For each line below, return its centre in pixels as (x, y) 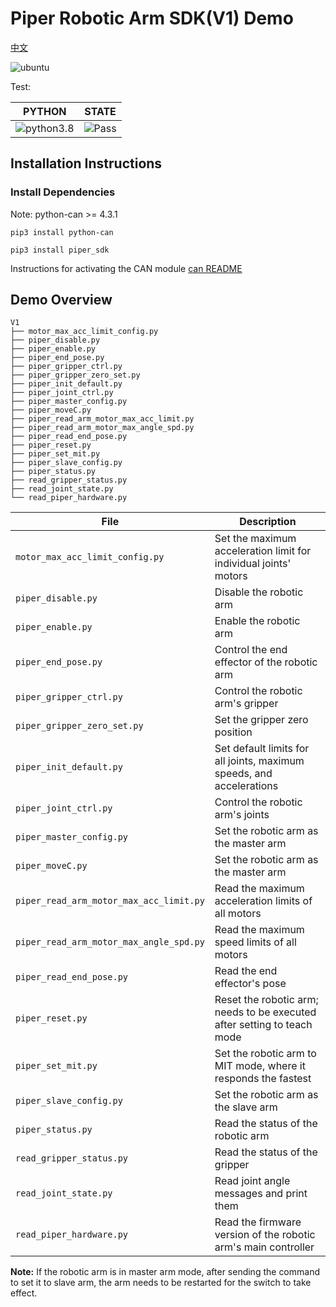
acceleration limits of (263, 901)
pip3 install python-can (62, 232)
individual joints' (253, 564)
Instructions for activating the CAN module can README (126, 268)
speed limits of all (255, 942)
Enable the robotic (257, 621)
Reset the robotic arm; (266, 1000)
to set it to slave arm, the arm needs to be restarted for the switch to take (161, 1283)
